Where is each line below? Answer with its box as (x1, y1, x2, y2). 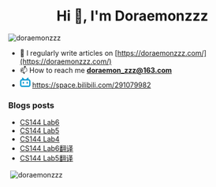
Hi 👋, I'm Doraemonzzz (56, 7, 209, 25)
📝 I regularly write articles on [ (19, 48, 118, 57)
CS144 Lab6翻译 (19, 144, 73, 153)
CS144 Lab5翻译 (19, 153, 73, 163)
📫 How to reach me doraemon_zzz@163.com (19, 65, 172, 75)
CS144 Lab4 (19, 134, 61, 144)
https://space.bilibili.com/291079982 (32, 80, 151, 90)
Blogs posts (8, 100, 55, 111)
